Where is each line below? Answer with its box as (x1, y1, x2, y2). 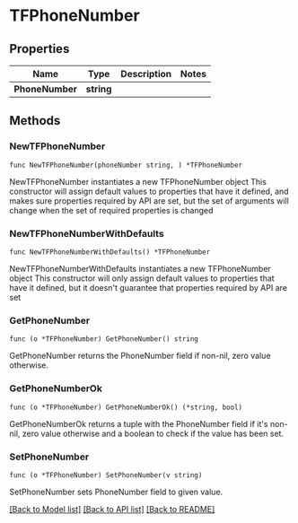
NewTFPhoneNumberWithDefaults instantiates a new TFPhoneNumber (9, 263, 271, 274)
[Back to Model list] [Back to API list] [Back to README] (9, 503, 215, 514)
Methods (9, 113, 61, 128)
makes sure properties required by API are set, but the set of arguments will (9, 195, 289, 206)
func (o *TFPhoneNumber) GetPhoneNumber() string (9, 335, 199, 344)
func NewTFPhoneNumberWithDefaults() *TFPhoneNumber (9, 248, 211, 257)
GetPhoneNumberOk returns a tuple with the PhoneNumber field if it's (9, 418, 268, 429)
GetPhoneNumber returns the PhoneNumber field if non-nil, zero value (9, 351, 271, 362)
